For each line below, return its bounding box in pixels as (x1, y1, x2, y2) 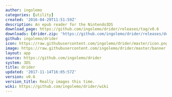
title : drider (5, 65, 36, 70)
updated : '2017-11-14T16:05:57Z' (5, 70, 77, 75)
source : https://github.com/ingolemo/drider (5, 55, 102, 61)
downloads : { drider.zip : (5, 31, 58, 36)
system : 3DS (5, 60, 31, 65)
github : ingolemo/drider (5, 36, 58, 42)
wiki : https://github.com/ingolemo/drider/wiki (5, 84, 109, 89)
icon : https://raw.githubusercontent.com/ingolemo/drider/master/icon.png (5, 41, 168, 46)
